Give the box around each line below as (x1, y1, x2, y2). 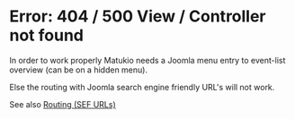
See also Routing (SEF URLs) (9, 98, 117, 109)
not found (9, 25, 84, 46)
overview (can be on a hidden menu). (9, 64, 148, 75)
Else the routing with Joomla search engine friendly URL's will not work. (9, 81, 275, 92)
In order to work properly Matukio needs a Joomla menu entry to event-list (9, 55, 286, 65)
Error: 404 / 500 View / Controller (9, 6, 267, 27)
